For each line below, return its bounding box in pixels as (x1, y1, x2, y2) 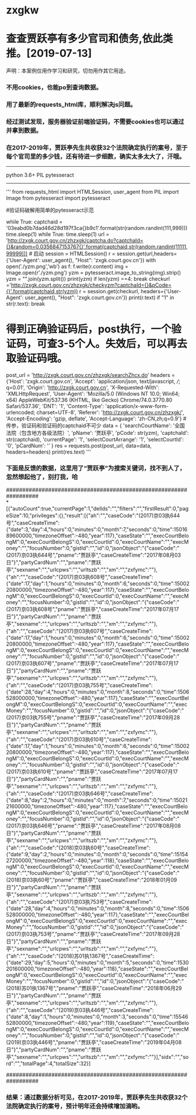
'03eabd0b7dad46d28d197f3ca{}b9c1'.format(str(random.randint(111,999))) (6, 225, 188, 232)
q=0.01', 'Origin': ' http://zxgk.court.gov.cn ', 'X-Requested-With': (6, 384, 159, 391)
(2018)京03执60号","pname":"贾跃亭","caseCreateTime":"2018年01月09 (6, 876, 177, 884)
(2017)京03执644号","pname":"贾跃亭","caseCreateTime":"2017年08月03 (6, 551, 181, 559)
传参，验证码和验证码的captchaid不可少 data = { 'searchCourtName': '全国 (6, 422, 185, 429)
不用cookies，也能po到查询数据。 (6, 83, 102, 91)
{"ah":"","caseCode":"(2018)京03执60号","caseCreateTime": (6, 844, 150, 852)
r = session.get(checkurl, (79, 288, 140, 295)
